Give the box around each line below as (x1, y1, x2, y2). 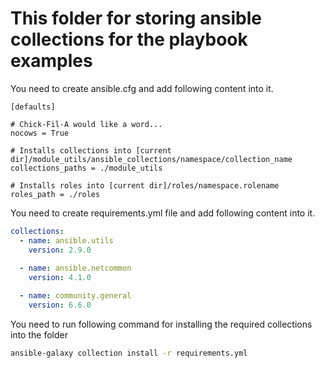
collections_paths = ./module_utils (10, 163, 163, 173)
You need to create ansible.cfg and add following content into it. (10, 82, 274, 94)
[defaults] (10, 102, 56, 112)
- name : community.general (19, 291, 132, 301)
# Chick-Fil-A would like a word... (10, 119, 163, 129)
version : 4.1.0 (28, 273, 92, 283)
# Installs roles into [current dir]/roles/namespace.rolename (10, 180, 280, 191)
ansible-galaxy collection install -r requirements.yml (10, 348, 248, 358)
